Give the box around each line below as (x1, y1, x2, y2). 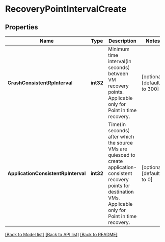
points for (108, 182, 131, 189)
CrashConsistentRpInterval (7, 79, 73, 86)
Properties (5, 23, 38, 31)
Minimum (108, 46, 130, 52)
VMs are (108, 145, 128, 152)
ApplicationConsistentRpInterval (7, 170, 86, 177)
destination (108, 189, 134, 195)
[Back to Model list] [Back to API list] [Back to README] (5, 232, 118, 237)
